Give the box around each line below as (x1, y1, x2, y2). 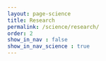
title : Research (7, 17, 55, 24)
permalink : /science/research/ (7, 23, 100, 30)
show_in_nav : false (7, 36, 69, 43)
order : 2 (7, 29, 33, 37)
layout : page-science (7, 10, 71, 18)
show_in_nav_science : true (7, 43, 90, 50)
